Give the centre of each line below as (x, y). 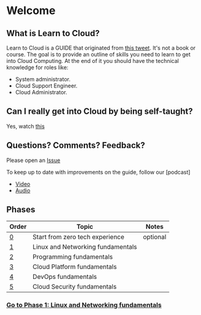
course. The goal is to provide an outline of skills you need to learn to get (99, 54)
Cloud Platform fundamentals (75, 267)
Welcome (31, 11)
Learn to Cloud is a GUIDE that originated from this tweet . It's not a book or (101, 48)
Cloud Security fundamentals (75, 287)
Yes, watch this (25, 126)
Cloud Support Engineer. (46, 86)
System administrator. (43, 79)
